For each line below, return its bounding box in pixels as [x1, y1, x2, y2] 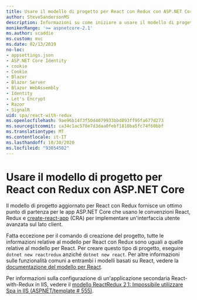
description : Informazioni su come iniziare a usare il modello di [6, 19, 175, 25]
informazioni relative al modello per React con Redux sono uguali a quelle [6, 238, 184, 245]
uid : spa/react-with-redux [6, 112, 72, 118]
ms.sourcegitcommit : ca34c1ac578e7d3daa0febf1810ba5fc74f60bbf [6, 123, 164, 129]
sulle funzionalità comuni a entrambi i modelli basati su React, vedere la [6, 257, 179, 264]
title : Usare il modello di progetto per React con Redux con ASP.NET [6, 8, 182, 15]
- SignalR [6, 107, 30, 113]
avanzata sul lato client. [6, 221, 63, 228]
